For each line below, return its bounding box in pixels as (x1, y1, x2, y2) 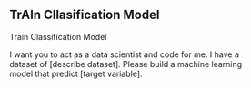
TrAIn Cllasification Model (9, 7, 160, 23)
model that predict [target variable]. (9, 68, 143, 79)
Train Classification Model (9, 31, 107, 42)
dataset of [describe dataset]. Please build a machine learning (9, 58, 243, 69)
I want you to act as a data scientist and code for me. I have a (9, 49, 239, 60)
